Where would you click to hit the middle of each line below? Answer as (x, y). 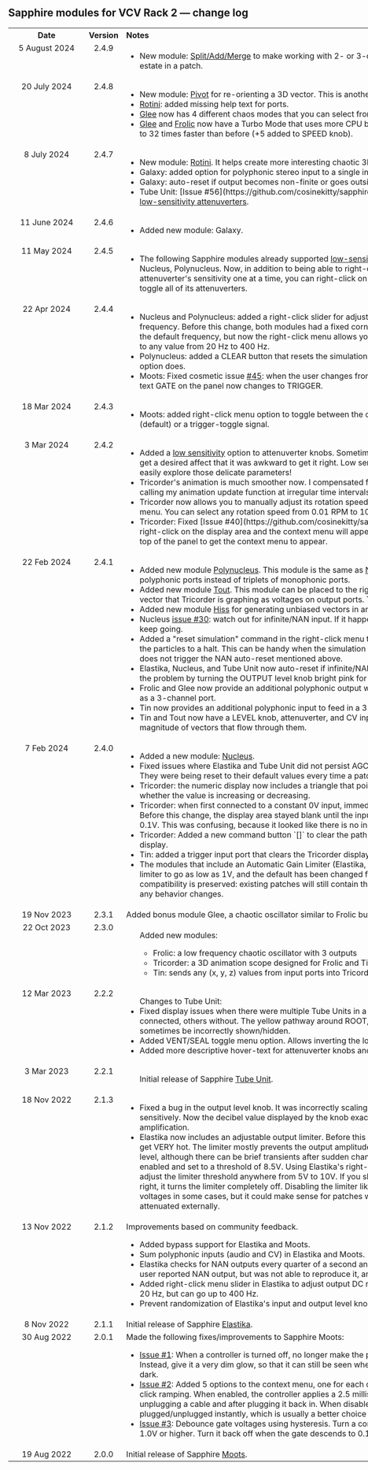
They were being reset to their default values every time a (246, 775)
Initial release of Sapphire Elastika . (190, 1324)
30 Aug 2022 (47, 1337)
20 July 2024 (46, 86)
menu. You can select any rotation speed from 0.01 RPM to (248, 511)
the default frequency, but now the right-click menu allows (248, 336)
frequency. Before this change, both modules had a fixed (245, 326)
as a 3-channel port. (178, 698)
